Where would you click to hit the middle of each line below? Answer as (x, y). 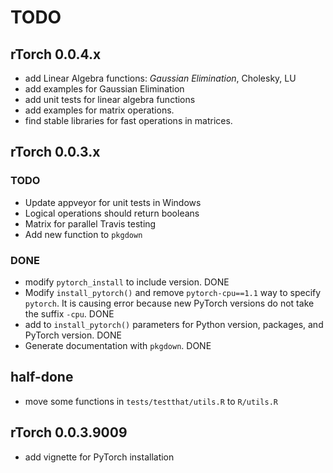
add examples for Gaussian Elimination (104, 89)
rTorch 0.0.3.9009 (69, 432)
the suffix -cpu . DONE (69, 313)
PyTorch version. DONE (73, 335)
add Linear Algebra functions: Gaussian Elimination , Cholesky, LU (160, 78)
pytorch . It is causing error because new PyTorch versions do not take (169, 303)
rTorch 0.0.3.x (55, 152)
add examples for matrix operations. (99, 110)
